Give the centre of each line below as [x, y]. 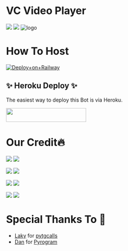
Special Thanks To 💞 [56, 219]
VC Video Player [46, 11]
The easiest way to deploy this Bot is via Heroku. [65, 100]
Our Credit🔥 [35, 143]
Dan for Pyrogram [36, 242]
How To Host [38, 51]
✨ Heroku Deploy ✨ [42, 86]
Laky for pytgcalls [36, 236]
